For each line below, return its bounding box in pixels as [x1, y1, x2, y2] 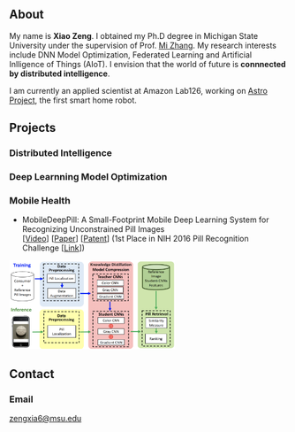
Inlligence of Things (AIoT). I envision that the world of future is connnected [9, 58, 286, 69]
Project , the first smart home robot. [9, 95, 137, 105]
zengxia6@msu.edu [9, 413, 82, 424]
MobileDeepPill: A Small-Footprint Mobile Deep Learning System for [21, 214, 269, 225]
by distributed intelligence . [9, 68, 110, 79]
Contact [9, 366, 55, 382]
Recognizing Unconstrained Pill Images [21, 224, 165, 235]
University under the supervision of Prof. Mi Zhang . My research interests [9, 40, 276, 50]
